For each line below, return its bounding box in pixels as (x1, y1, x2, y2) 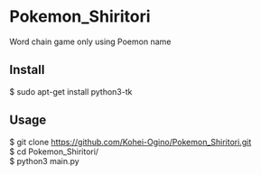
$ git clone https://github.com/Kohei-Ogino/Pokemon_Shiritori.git (9, 136, 252, 147)
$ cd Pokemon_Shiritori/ (9, 146, 99, 157)
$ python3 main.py (9, 155, 79, 166)
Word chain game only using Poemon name (9, 36, 172, 47)
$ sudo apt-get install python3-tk (9, 86, 133, 97)
